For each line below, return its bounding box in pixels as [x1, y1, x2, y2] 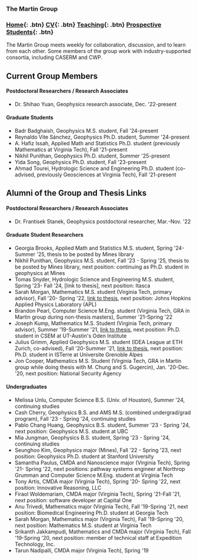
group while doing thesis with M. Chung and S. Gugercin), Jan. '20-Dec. [14, 363, 190, 371]
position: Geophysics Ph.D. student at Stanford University [14, 453, 154, 460]
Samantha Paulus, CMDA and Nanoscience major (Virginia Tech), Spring [14, 459, 190, 466]
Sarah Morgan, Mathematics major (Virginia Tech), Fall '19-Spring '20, [14, 516, 184, 523]
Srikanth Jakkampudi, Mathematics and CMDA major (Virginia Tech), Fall [14, 528, 191, 535]
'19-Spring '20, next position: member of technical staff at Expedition [14, 535, 182, 542]
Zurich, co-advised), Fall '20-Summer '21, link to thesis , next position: [14, 345, 183, 352]
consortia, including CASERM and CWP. [6, 54, 103, 61]
